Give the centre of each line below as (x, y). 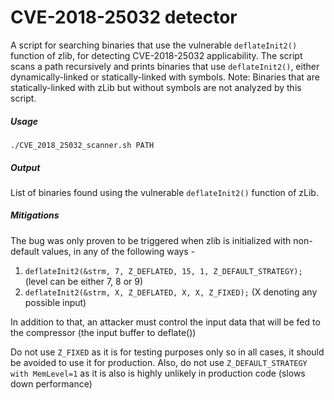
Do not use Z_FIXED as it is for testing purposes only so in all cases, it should (167, 352)
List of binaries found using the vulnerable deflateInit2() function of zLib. (164, 192)
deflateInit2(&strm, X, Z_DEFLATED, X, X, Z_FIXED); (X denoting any (171, 292)
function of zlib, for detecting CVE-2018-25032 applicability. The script (156, 55)
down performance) (51, 383)
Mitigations (35, 215)
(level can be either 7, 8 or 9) (84, 281)
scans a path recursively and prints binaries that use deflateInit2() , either (165, 66)
